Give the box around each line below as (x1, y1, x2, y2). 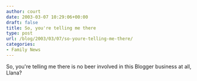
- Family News (6, 47, 41, 53)
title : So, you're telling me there (6, 25, 96, 31)
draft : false (6, 19, 38, 25)
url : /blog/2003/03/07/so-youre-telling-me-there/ (6, 36, 133, 42)
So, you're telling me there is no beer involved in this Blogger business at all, (6, 63, 192, 70)
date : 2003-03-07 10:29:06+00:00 (6, 14, 88, 20)
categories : (6, 42, 35, 48)
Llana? (6, 69, 22, 76)
